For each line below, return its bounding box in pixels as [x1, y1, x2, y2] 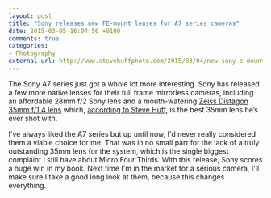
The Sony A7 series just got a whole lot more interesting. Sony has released [8, 78, 260, 89]
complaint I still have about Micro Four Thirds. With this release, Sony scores [8, 154, 263, 164]
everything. [8, 180, 47, 190]
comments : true [8, 34, 60, 43]
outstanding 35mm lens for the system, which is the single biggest [8, 146, 229, 156]
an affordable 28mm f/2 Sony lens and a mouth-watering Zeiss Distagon [8, 96, 248, 106]
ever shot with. [8, 113, 58, 123]
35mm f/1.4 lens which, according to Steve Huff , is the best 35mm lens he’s [8, 104, 258, 114]
